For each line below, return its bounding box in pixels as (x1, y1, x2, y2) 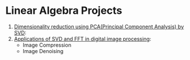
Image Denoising (22, 47, 64, 54)
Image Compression (22, 42, 71, 48)
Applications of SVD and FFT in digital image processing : (13, 35, 151, 42)
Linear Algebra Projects (5, 4, 123, 17)
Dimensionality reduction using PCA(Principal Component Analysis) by (13, 23, 184, 30)
